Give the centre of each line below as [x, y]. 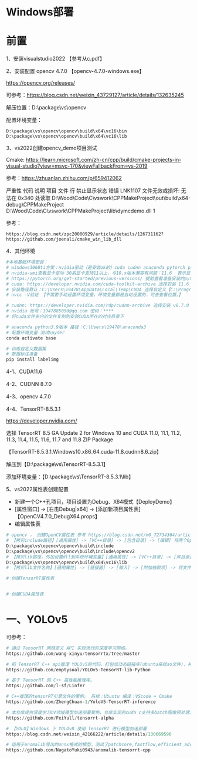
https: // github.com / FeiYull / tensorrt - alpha [60, 718]
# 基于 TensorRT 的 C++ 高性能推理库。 [50, 680]
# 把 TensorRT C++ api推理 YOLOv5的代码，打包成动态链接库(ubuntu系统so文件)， [97, 664]
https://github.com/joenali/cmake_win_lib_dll [64, 239]
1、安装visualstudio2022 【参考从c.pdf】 [56, 59]
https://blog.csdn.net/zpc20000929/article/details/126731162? [85, 234]
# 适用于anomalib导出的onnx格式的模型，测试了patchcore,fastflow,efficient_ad [98, 745]
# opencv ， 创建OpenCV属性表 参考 [46, 535]
